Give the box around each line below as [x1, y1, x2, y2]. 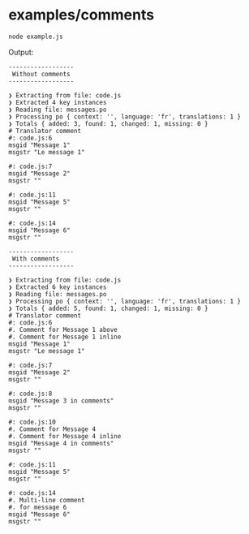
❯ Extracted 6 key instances [8, 282, 107, 291]
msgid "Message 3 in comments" [8, 396, 114, 405]
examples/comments [8, 6, 155, 24]
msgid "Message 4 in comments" [8, 439, 114, 447]
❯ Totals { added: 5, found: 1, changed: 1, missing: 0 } [8, 304, 208, 312]
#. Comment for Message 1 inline [8, 333, 122, 341]
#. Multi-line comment [8, 496, 85, 504]
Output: [8, 47, 34, 57]
